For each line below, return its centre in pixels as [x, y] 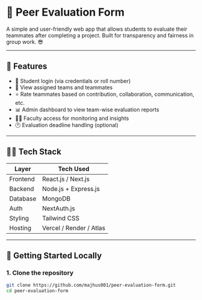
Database [23, 198]
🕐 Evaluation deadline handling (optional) [67, 125]
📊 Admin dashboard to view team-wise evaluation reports [87, 109]
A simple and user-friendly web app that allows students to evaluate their [97, 29]
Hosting [20, 228]
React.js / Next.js [66, 179]
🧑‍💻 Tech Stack [34, 152]
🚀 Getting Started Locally [54, 255]
